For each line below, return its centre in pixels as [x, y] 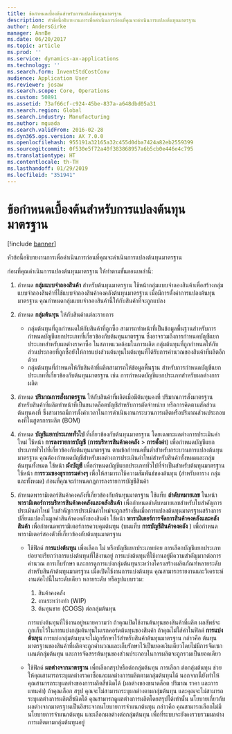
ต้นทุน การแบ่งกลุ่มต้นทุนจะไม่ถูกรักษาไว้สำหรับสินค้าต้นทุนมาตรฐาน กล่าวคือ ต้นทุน [122, 638]
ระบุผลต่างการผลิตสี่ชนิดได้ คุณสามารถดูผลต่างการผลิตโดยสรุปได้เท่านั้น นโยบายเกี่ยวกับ [126, 699]
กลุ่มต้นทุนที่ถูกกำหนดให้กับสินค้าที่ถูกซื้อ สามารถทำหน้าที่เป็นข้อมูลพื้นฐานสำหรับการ [122, 328]
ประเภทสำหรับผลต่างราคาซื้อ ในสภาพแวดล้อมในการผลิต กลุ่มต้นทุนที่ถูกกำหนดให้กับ [123, 344]
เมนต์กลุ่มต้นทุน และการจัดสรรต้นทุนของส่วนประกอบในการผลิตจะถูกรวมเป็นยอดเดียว [124, 654]
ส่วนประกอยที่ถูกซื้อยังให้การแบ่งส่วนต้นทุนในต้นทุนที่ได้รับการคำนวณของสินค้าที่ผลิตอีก [126, 352]
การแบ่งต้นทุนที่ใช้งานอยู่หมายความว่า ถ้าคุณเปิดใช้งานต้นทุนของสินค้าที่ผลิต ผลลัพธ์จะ [124, 622]
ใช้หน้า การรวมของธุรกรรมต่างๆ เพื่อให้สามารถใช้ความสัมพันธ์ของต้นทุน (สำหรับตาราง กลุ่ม [119, 473]
